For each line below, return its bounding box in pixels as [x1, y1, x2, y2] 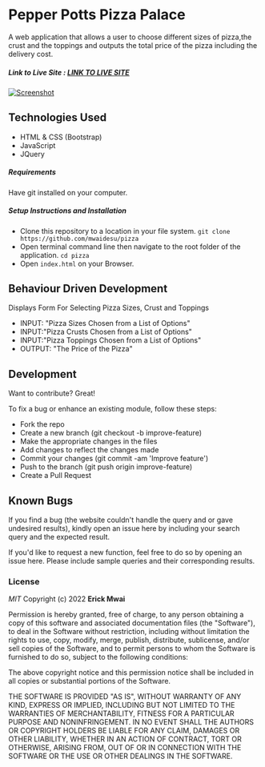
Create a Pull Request [19, 471, 92, 480]
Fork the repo [19, 420, 66, 429]
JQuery [19, 149, 46, 159]
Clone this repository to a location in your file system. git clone [19, 226, 231, 235]
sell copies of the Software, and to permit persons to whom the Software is [8, 644, 256, 653]
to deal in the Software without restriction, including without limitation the [8, 627, 250, 636]
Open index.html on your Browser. [19, 259, 135, 268]
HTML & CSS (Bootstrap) [19, 132, 102, 142]
